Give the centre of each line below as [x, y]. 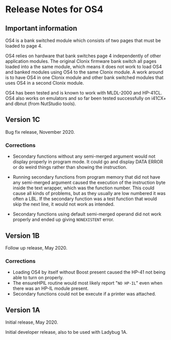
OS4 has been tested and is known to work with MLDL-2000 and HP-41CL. [84, 93]
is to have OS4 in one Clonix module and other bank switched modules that [84, 77]
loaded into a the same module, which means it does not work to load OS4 [84, 67]
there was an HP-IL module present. [51, 288]
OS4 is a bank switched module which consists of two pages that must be [83, 40]
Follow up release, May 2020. [36, 248]
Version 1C [23, 120]
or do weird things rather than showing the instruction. [70, 167]
